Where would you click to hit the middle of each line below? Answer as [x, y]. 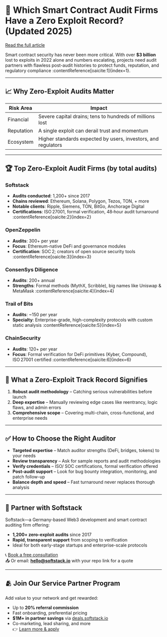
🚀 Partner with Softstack [44, 507]
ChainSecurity [23, 338]
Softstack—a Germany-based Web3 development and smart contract [76, 520]
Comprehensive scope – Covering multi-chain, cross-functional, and [83, 413]
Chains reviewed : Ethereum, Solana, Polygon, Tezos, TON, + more [81, 201]
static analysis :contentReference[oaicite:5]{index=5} [67, 325]
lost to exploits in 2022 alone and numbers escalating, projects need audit [81, 60]
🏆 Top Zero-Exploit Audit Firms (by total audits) [81, 169]
